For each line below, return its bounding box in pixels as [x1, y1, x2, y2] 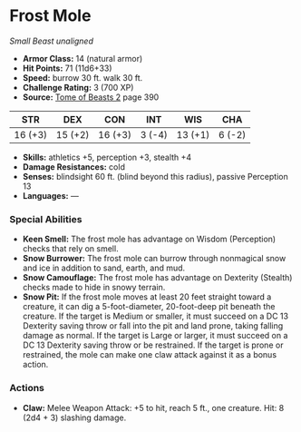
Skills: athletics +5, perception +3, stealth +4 [22, 152, 192, 162]
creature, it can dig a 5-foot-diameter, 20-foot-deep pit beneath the [22, 301, 276, 312]
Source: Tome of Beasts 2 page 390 [22, 92, 160, 103]
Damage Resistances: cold [22, 161, 125, 172]
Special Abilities [9, 212, 83, 225]
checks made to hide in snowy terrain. [22, 282, 166, 293]
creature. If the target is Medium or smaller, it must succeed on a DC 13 [22, 310, 288, 322]
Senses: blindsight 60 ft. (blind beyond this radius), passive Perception [22, 171, 288, 182]
